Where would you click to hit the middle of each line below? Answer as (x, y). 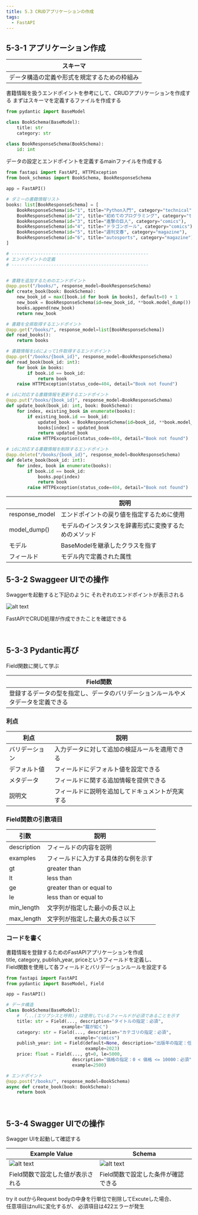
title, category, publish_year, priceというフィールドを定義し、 (80, 960)
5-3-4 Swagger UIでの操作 (55, 1123)
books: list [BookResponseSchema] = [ (52, 205)
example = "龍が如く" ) (85, 1027)
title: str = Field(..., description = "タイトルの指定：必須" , (90, 1021)
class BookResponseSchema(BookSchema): (55, 144)
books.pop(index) (59, 477)
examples (23, 858)
